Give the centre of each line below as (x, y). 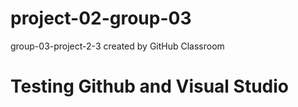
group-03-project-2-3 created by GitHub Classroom (117, 46)
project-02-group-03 (101, 18)
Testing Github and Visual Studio (150, 86)
